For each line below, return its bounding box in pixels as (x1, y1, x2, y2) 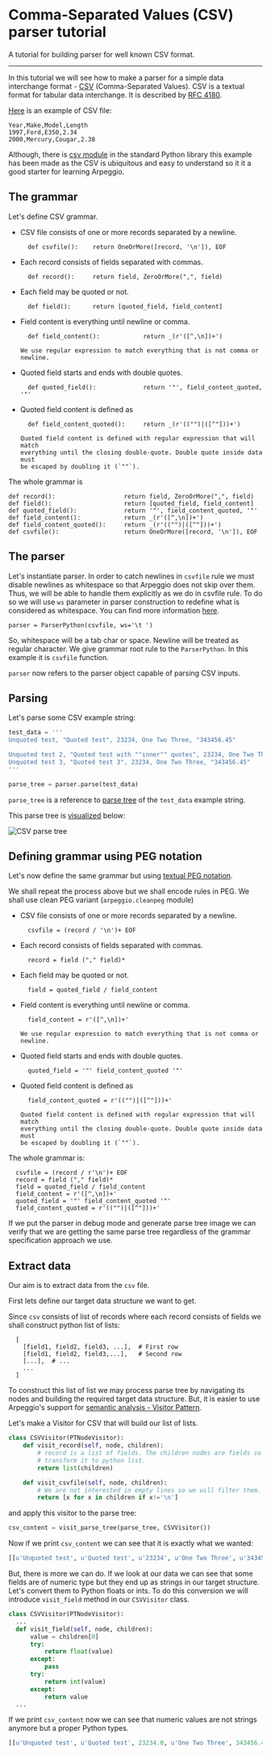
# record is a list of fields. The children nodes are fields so (37, 1449, 262, 1457)
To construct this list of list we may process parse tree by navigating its (8, 1386, 245, 1395)
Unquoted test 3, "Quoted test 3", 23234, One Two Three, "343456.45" (8, 758, 251, 766)
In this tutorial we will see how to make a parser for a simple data (8, 73, 224, 82)
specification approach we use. (8, 1235, 113, 1245)
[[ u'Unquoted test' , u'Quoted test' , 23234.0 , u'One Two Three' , (8, 1739, 232, 1747)
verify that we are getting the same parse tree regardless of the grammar (8, 1227, 252, 1237)
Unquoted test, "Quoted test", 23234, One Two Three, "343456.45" (8, 736, 236, 744)
